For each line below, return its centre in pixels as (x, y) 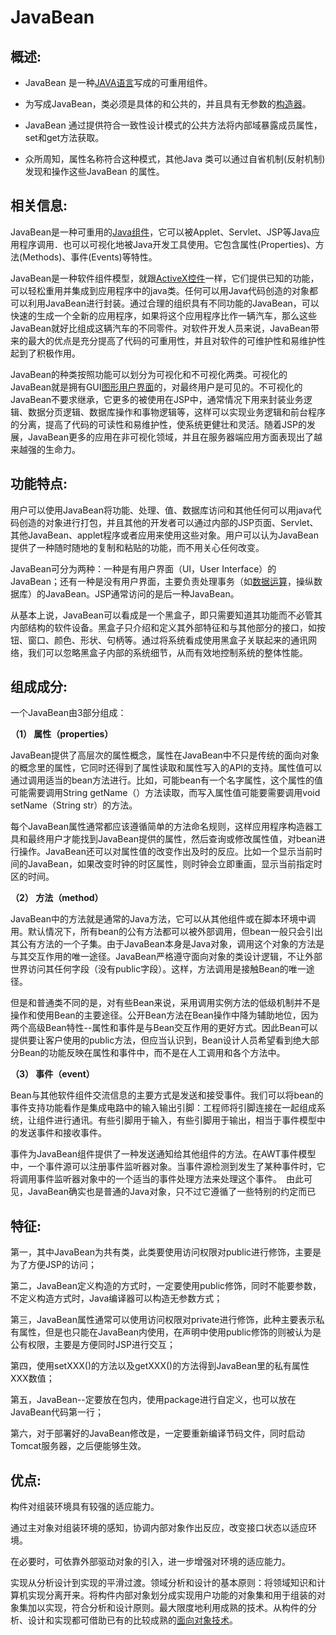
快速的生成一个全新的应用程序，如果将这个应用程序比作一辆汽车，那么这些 (163, 315)
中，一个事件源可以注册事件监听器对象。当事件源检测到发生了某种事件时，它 (168, 1167)
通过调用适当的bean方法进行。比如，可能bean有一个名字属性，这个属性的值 (167, 780)
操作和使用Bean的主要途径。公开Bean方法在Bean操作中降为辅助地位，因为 (164, 1015)
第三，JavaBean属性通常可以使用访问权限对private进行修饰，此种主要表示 (163, 1320)
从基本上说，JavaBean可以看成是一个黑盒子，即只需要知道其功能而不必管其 (166, 615)
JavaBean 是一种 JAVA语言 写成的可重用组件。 (118, 82)
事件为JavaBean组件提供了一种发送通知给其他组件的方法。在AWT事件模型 (163, 1154)
